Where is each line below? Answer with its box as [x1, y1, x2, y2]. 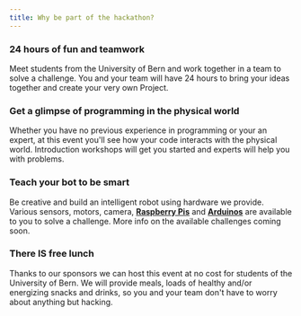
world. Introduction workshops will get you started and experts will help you [9, 145, 290, 155]
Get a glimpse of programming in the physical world [9, 104, 240, 117]
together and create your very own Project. [9, 82, 169, 92]
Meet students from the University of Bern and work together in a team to [9, 63, 281, 74]
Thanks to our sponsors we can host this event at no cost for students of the [9, 268, 293, 278]
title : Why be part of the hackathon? [9, 13, 155, 22]
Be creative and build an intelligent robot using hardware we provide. [9, 197, 264, 207]
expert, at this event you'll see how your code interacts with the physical [9, 135, 278, 145]
